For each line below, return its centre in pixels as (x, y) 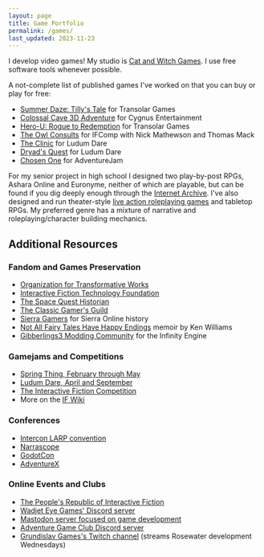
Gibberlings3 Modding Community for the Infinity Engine (113, 335)
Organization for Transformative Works (84, 284)
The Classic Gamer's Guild (64, 309)
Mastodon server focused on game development (101, 518)
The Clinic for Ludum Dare (63, 143)
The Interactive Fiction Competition (78, 391)
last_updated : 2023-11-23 (51, 38)
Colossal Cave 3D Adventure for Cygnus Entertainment (111, 118)
